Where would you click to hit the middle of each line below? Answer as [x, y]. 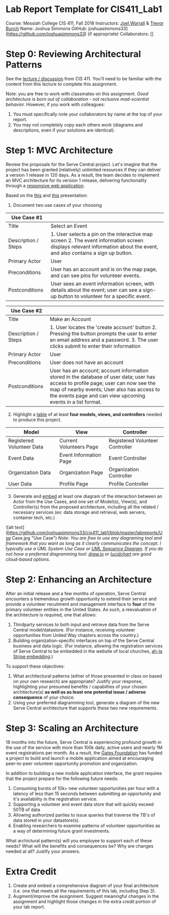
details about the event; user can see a [96, 290]
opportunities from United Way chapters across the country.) [76, 635]
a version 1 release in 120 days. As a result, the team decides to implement [82, 175]
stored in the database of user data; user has [103, 376]
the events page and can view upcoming [98, 396]
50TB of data [27, 810]
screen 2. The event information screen [97, 240]
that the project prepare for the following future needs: [62, 778]
